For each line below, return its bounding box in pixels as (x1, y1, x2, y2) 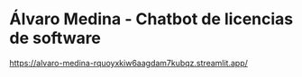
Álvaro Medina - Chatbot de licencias (9, 9, 294, 30)
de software (9, 28, 102, 48)
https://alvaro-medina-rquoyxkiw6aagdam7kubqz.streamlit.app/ (9, 57, 248, 68)
